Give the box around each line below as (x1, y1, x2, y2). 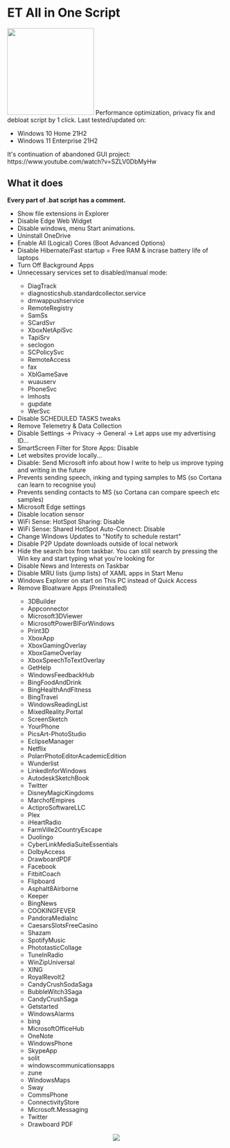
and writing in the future (17, 466, 87, 474)
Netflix (27, 744, 47, 753)
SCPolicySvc (27, 348, 64, 356)
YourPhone (27, 722, 60, 731)
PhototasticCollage (27, 943, 82, 951)
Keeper (27, 892, 48, 900)
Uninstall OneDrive (17, 231, 71, 240)
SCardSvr (27, 318, 55, 327)
